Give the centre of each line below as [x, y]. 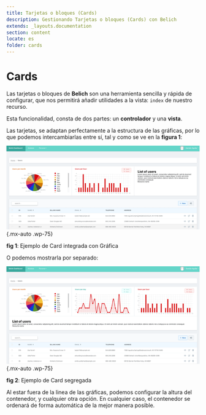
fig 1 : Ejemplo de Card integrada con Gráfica [62, 245]
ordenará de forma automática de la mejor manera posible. [81, 405]
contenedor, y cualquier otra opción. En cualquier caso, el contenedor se [98, 399]
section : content [29, 33]
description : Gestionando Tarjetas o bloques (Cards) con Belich [91, 19]
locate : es [20, 39]
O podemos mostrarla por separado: [52, 258]
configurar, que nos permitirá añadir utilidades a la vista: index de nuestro [99, 100]
